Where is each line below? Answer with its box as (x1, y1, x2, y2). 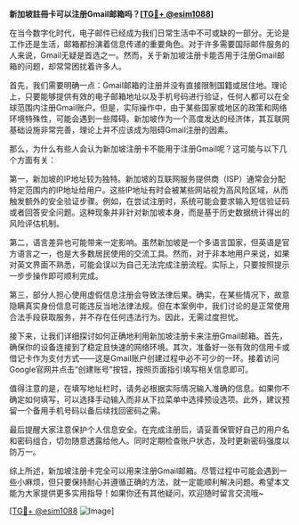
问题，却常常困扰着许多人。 (24, 62, 126, 71)
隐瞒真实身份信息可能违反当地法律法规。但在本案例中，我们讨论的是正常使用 (9, 300, 290, 311)
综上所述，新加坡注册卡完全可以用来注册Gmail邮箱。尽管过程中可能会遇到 (9, 465, 280, 476)
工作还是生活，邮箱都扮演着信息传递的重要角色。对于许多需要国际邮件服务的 (9, 39, 290, 49)
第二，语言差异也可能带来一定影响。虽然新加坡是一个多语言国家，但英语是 (9, 237, 282, 248)
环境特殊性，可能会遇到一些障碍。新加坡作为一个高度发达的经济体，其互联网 (9, 113, 290, 124)
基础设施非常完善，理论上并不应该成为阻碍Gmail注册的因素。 (9, 125, 233, 135)
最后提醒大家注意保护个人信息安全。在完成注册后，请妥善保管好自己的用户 (9, 424, 282, 435)
